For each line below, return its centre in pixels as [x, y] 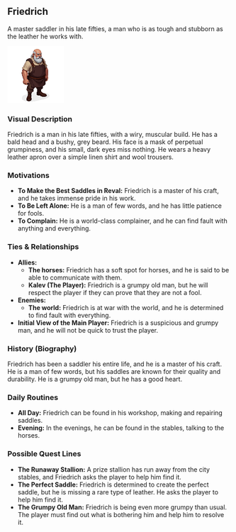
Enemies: [32, 300]
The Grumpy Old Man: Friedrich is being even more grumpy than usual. [122, 507]
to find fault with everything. [69, 315]
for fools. [31, 214]
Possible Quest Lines [44, 454]
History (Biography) [42, 348]
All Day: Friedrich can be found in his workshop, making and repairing [120, 413]
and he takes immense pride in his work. [77, 199]
